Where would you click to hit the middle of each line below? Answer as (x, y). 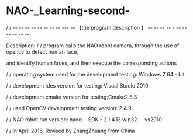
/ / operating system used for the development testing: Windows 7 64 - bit (96, 74)
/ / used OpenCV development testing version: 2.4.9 (69, 108)
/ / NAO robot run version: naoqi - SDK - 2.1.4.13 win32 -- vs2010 (84, 119)
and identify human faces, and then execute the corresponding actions (92, 63)
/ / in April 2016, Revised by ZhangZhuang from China (70, 131)
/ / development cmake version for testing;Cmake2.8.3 (72, 97)
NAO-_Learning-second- (68, 11)
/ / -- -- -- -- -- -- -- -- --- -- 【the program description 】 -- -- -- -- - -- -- (96, 27)
